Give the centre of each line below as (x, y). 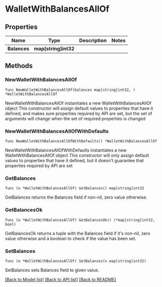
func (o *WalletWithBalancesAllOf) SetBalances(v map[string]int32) (76, 261)
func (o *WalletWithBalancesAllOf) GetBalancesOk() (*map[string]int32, (80, 220)
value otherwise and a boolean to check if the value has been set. (71, 238)
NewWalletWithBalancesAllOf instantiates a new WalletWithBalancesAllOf (78, 103)
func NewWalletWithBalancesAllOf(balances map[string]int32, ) (70, 90)
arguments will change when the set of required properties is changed (75, 118)
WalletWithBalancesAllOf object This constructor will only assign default (77, 155)
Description (93, 41)
